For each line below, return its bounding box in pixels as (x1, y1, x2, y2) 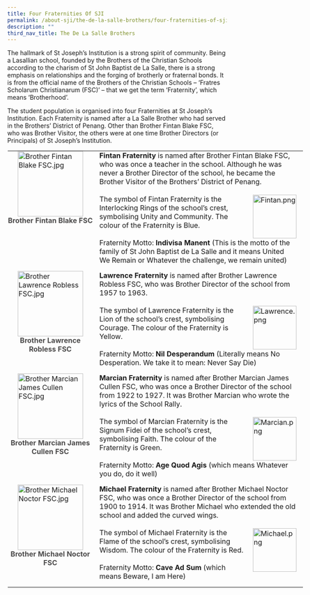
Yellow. (99, 332, 123, 342)
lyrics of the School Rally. (99, 399, 183, 409)
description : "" (7, 23, 54, 30)
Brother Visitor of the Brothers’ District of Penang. (99, 177, 262, 187)
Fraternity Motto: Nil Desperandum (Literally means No (99, 349, 281, 359)
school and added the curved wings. (99, 511, 219, 520)
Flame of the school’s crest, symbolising (99, 536, 231, 546)
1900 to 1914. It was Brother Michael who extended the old (99, 502, 296, 511)
